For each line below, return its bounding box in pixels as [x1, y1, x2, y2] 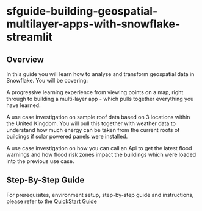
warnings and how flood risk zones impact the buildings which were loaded [6, 151, 197, 158]
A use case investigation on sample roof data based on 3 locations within [6, 114, 190, 120]
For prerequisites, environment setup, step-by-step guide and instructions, [6, 191, 194, 198]
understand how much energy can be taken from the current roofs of [6, 126, 180, 133]
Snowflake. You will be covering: [6, 77, 88, 84]
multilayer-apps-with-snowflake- [6, 17, 181, 31]
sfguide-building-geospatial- [6, 4, 158, 18]
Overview [6, 54, 45, 64]
